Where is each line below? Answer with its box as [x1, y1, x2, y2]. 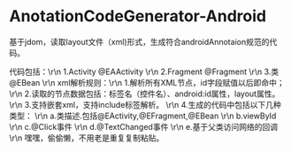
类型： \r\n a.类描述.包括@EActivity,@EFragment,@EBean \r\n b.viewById [9, 110, 277, 121]
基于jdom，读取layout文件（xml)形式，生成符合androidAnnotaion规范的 [9, 36, 270, 47]
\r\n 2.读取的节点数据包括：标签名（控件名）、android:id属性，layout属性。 [9, 88, 280, 99]
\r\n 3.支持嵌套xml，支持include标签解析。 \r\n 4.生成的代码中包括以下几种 [9, 99, 281, 109]
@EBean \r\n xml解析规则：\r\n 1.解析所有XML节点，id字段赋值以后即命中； [9, 77, 285, 87]
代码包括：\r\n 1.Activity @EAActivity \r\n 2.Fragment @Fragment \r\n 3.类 [9, 66, 280, 77]
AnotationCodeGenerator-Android [9, 6, 267, 26]
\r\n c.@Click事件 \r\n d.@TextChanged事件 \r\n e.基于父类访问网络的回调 [9, 121, 279, 132]
